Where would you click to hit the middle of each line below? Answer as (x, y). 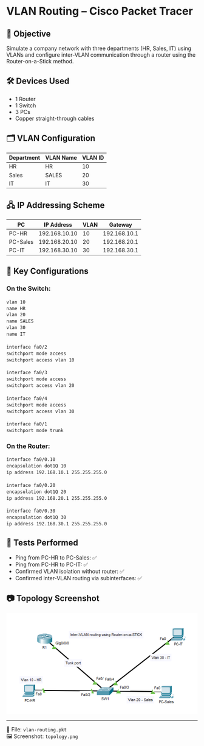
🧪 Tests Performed (42, 543)
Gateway (121, 224)
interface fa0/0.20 (31, 485)
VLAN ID (93, 158)
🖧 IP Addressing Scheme (56, 205)
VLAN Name (61, 158)
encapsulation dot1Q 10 (36, 466)
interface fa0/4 (27, 398)
